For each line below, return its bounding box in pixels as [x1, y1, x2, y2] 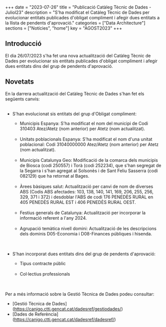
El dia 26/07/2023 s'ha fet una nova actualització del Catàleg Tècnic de [5, 52, 151, 58]
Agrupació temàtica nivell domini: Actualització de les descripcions [19, 225, 157, 232]
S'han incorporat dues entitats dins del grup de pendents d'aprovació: [12, 251, 156, 257]
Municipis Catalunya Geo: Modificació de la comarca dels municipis [19, 157, 158, 163]
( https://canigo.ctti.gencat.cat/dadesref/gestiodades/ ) [12, 306, 123, 312]
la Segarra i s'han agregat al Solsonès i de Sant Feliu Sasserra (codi [19, 168, 158, 174]
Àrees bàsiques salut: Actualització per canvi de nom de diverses [19, 183, 154, 189]
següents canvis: [5, 96, 40, 102]
